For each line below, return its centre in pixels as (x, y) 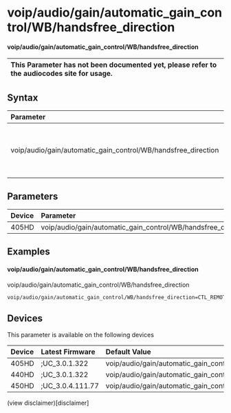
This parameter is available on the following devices (81, 335)
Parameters (33, 196)
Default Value (128, 352)
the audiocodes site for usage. (62, 74)
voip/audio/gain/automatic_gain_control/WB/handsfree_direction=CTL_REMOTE (118, 297)
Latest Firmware (68, 352)
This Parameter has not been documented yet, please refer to (114, 65)
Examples (29, 252)
